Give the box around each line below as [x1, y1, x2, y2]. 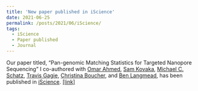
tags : [6, 25, 20, 32]
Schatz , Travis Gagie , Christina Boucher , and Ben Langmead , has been [6, 72, 183, 79]
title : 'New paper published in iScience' [6, 8, 115, 15]
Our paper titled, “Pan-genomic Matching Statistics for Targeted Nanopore [6, 58, 192, 66]
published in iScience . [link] [6, 78, 76, 85]
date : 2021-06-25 [6, 14, 50, 20]
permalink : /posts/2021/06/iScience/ [6, 20, 102, 26]
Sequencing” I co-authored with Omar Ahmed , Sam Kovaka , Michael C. [6, 65, 184, 72]
